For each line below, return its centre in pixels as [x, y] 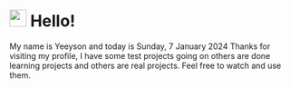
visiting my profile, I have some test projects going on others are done [140, 55]
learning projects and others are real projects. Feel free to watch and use [145, 65]
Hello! [53, 21]
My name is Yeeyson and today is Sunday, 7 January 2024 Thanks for [140, 46]
